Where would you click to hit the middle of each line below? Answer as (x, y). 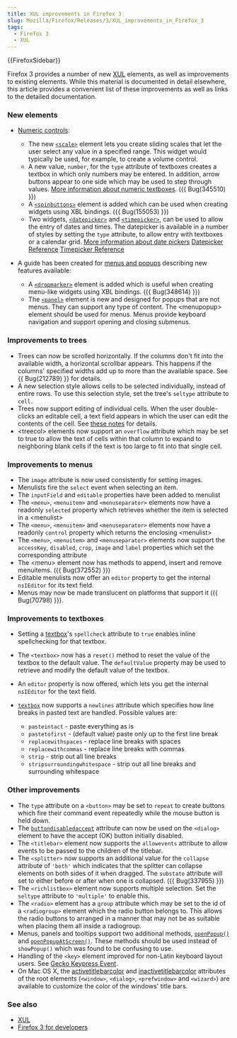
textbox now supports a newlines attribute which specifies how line (116, 705)
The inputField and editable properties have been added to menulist (119, 495)
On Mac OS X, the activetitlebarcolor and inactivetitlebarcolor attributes (122, 971)
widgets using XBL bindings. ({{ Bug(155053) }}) (98, 212)
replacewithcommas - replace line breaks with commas (106, 749)
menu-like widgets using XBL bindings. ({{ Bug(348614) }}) (114, 292)
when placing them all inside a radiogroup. (80, 925)
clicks (26, 416)
